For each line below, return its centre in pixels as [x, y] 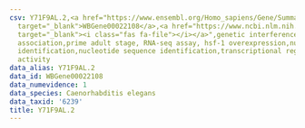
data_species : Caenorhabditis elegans [83, 93]
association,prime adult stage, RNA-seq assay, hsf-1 [121, 43]
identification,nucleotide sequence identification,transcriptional [150, 51]
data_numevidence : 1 [49, 85]
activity [34, 59]
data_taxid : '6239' [46, 101]
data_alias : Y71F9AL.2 [52, 69]
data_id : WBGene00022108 [56, 77]
